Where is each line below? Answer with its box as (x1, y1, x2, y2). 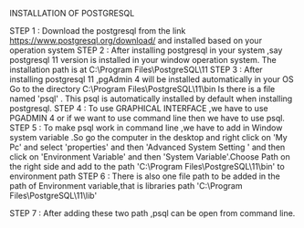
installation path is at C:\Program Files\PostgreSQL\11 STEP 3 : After (9, 64, 263, 75)
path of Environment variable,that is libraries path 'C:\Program (9, 181, 243, 191)
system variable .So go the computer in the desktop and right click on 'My (9, 132, 288, 142)
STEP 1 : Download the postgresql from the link (9, 26, 186, 36)
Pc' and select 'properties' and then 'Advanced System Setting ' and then (9, 141, 286, 152)
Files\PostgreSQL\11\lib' (9, 191, 98, 201)
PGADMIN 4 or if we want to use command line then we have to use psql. (9, 113, 286, 123)
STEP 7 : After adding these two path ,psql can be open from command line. (9, 208, 296, 218)
